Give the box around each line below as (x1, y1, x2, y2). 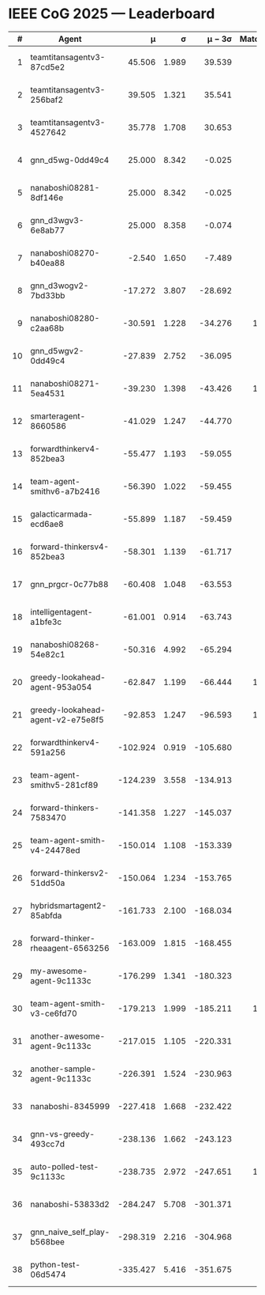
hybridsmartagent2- (30, 899, 107, 911)
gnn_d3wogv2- (30, 280, 89, 291)
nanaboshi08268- (30, 638, 100, 649)
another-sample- (30, 1063, 97, 1074)
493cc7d (30, 1138, 65, 1149)
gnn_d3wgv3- (30, 214, 84, 225)
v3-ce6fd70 (30, 1008, 77, 1019)
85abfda (30, 910, 62, 921)
